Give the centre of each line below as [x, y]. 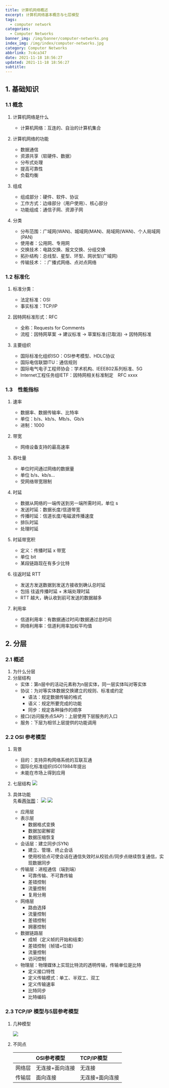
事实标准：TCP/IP [39, 306]
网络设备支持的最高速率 [45, 447]
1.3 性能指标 [22, 390]
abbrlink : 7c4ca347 [26, 53]
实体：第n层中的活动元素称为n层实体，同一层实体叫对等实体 [83, 684]
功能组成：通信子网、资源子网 [52, 210]
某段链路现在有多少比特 [45, 563]
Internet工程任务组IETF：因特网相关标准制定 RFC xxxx [79, 375]
